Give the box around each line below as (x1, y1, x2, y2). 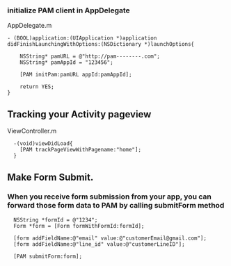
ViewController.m (7, 127, 57, 135)
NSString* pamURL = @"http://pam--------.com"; (19, 53, 160, 60)
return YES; (19, 83, 54, 90)
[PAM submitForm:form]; (13, 253, 82, 260)
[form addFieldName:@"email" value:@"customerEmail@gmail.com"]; (13, 235, 207, 242)
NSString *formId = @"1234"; (13, 216, 98, 224)
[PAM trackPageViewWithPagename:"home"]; (19, 147, 141, 153)
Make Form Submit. (7, 171, 94, 183)
